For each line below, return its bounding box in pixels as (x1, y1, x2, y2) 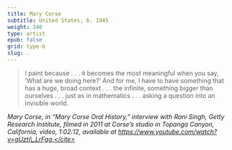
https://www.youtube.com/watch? (118, 127, 217, 136)
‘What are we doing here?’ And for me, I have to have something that (24, 76, 224, 85)
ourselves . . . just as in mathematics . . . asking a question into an (24, 91, 216, 99)
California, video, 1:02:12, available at (7, 127, 117, 136)
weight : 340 (7, 23, 42, 30)
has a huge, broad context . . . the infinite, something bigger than (24, 84, 214, 92)
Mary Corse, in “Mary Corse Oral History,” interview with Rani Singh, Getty (7, 112, 225, 120)
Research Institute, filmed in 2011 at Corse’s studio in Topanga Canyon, (7, 120, 214, 128)
